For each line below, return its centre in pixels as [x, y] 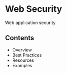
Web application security [30, 23]
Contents [20, 38]
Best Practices [27, 55]
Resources [23, 60]
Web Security [34, 9]
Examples [22, 65]
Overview [22, 49]
